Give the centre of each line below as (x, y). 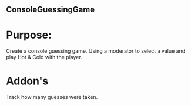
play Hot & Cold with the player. (44, 57)
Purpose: (29, 35)
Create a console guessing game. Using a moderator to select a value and (96, 51)
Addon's (27, 81)
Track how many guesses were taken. (52, 97)
